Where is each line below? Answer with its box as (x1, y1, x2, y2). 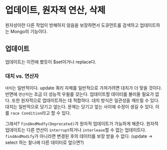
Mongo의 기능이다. (10, 28, 48, 34)
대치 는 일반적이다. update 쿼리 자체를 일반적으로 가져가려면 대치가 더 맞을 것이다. (5, 85, 162, 91)
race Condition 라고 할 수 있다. (10, 110, 71, 116)
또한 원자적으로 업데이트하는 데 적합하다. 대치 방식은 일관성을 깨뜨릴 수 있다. (11, 97, 160, 103)
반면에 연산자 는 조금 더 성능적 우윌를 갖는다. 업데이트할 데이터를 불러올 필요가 (5, 91, 154, 97)
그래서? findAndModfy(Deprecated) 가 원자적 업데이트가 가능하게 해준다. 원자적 (5, 121, 159, 127)
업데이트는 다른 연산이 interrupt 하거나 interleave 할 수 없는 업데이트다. (5, 127, 146, 133)
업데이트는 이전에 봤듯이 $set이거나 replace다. (5, 59, 96, 65)
